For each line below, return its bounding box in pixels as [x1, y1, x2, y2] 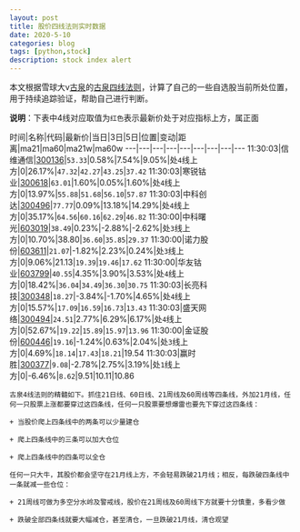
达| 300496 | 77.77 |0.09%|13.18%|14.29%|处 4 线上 [9, 200, 191, 210]
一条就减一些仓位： [9, 480, 71, 489]
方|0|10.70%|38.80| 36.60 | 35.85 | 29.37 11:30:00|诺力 [9, 234, 201, 245]
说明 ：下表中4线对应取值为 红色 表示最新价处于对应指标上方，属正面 [9, 113, 259, 123]
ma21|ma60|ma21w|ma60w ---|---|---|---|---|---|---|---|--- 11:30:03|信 [19, 143, 289, 154]
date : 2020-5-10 [9, 30, 71, 39]
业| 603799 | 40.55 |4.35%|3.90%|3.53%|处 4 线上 [9, 268, 185, 278]
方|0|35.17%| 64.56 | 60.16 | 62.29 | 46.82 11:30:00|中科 [9, 211, 198, 222]
